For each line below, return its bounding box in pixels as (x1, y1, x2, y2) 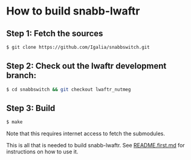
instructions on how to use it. (6, 148, 79, 155)
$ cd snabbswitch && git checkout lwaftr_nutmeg (6, 86, 131, 92)
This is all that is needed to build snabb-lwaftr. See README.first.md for (6, 142, 186, 149)
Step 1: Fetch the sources (6, 28, 103, 39)
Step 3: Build (6, 103, 56, 113)
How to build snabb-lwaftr (6, 4, 140, 18)
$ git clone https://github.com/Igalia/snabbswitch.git (6, 44, 150, 50)
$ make (6, 119, 23, 125)
